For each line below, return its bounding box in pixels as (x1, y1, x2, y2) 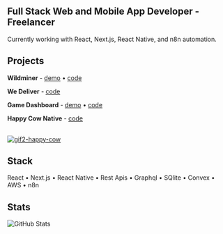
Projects (7, 55, 45, 67)
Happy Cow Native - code (7, 114, 84, 123)
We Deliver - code (7, 87, 61, 95)
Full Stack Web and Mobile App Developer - (7, 6, 200, 17)
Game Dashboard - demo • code (7, 100, 103, 109)
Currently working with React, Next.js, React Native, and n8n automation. (7, 35, 217, 43)
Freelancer (7, 17, 56, 29)
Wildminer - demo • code (7, 73, 82, 82)
